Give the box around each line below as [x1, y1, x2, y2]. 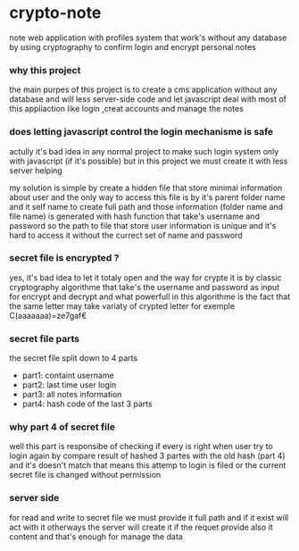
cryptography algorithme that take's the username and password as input [9, 281, 279, 292]
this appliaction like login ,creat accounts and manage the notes [9, 104, 244, 114]
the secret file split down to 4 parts [9, 353, 138, 363]
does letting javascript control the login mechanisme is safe [9, 126, 274, 138]
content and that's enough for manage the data [9, 530, 183, 542]
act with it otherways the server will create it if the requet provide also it [9, 522, 274, 532]
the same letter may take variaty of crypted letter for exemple [9, 300, 235, 311]
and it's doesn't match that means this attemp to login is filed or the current [9, 460, 287, 471]
